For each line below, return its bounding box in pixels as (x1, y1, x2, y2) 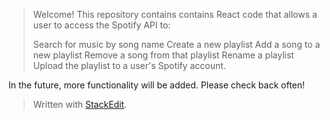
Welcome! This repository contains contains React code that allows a (32, 9, 318, 20)
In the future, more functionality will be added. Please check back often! (8, 79, 306, 91)
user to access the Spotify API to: (32, 19, 171, 31)
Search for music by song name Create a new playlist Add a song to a (32, 39, 321, 50)
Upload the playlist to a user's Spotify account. (32, 60, 226, 71)
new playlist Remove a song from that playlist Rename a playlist (32, 49, 295, 61)
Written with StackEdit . (32, 99, 128, 110)
